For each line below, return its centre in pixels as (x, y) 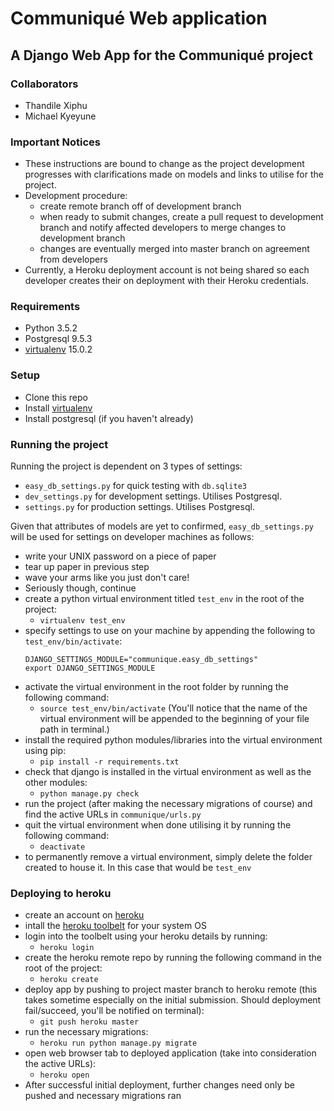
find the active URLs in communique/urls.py (113, 814)
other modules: (56, 783)
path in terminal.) (74, 729)
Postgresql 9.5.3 (58, 339)
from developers (73, 259)
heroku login (67, 948)
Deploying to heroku (61, 893)
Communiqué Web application (139, 18)
